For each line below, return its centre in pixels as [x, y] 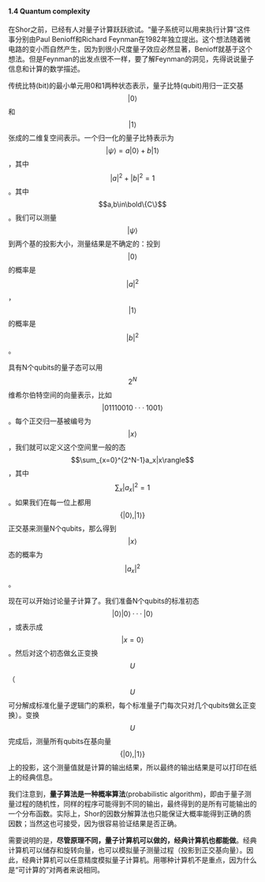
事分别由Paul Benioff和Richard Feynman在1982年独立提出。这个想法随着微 [129, 39]
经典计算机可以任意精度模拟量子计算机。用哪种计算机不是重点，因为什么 [139, 860]
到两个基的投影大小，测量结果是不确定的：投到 [84, 244]
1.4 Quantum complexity [49, 11]
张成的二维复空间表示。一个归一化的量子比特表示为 [91, 138]
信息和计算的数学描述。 [46, 69]
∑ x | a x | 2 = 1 [132, 488]
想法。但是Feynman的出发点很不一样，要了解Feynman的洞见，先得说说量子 [131, 59]
